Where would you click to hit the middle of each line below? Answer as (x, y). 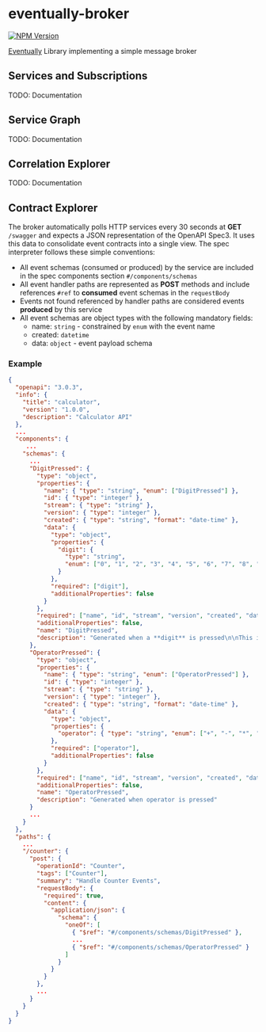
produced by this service (61, 310)
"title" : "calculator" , (62, 402)
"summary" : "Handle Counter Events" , (99, 881)
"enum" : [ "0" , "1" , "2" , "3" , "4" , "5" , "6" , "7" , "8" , (159, 564)
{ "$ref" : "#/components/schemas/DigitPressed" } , (157, 933)
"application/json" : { (88, 910)
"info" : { (31, 395)
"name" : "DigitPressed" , (78, 630)
